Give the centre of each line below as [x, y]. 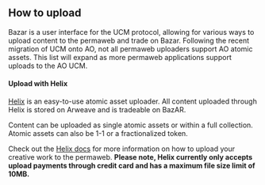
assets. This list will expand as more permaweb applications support [120, 57]
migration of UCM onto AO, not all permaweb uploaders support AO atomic [131, 49]
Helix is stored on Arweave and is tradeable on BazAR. [97, 110]
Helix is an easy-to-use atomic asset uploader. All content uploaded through [133, 101]
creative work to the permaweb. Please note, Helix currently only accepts [131, 157]
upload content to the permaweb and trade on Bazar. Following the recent [129, 40]
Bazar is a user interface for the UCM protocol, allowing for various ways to [131, 32]
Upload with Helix [38, 84]
